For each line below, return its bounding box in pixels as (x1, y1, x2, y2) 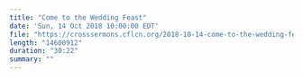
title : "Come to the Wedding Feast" (9, 13, 147, 22)
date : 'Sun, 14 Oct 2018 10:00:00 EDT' (9, 22, 160, 30)
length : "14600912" (9, 38, 83, 48)
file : (9, 30, 30, 39)
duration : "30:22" (9, 47, 78, 56)
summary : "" (9, 55, 54, 64)
